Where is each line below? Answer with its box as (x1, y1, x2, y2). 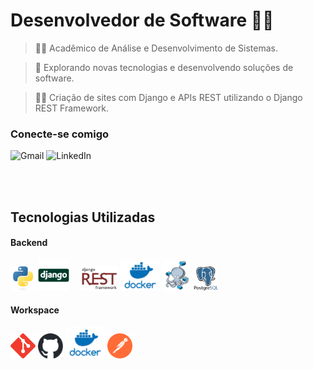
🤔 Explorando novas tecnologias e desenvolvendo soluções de (34, 61, 294, 73)
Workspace (10, 304, 60, 316)
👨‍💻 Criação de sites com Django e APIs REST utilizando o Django (34, 91, 303, 103)
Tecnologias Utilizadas (10, 209, 156, 226)
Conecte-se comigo (10, 127, 110, 141)
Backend (10, 237, 48, 249)
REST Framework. (34, 102, 110, 114)
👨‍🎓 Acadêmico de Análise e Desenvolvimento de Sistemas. (34, 42, 278, 54)
